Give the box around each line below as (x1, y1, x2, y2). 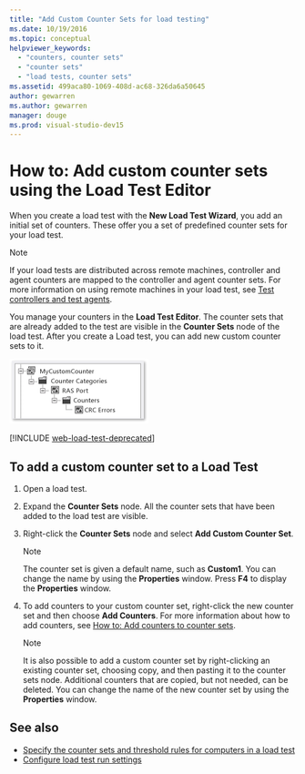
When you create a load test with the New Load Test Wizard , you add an (9, 210, 283, 221)
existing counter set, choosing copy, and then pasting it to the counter (22, 665, 287, 676)
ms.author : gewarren (9, 101, 88, 110)
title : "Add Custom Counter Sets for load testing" (9, 15, 209, 24)
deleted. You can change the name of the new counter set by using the (22, 684, 290, 695)
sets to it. (9, 341, 45, 351)
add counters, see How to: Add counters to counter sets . (22, 620, 237, 630)
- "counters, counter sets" (17, 53, 125, 63)
